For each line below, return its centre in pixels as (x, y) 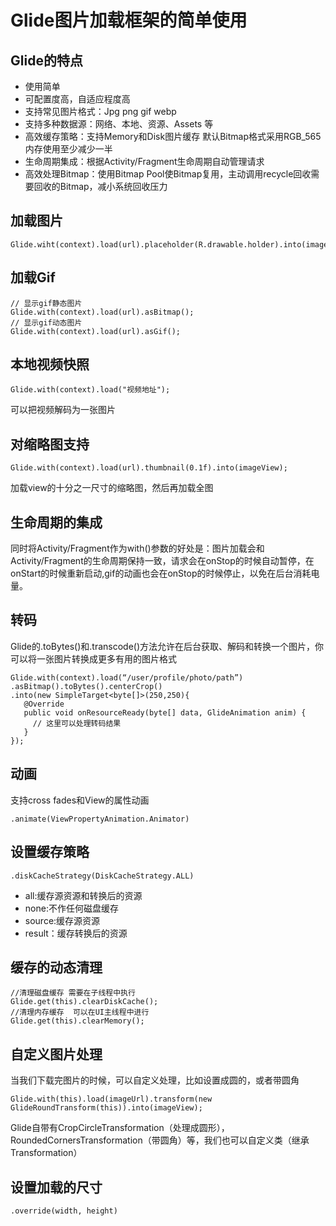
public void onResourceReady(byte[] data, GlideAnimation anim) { (165, 712)
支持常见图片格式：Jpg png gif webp (100, 111)
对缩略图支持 (50, 444)
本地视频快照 (50, 364)
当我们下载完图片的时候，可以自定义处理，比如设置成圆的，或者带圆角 (155, 1080)
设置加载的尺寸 (56, 1187)
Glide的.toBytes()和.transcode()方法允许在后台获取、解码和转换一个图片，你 (167, 646)
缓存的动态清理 (56, 967)
